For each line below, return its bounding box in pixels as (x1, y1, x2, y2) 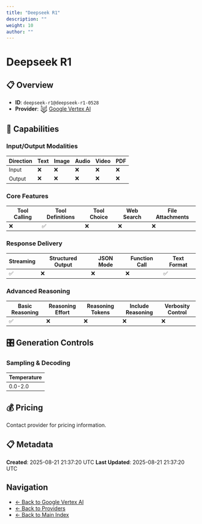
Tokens (91, 308, 110, 315)
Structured (49, 254, 78, 261)
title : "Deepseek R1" (6, 10, 61, 16)
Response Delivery (6, 239, 63, 248)
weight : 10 (6, 22, 34, 28)
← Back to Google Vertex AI (14, 498, 84, 505)
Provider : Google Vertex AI (14, 105, 91, 112)
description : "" (6, 16, 47, 22)
